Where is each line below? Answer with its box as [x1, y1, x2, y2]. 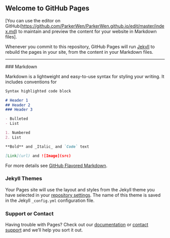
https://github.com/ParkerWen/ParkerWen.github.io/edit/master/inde [21, 23, 164, 29]
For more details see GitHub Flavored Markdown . [5, 162, 108, 168]
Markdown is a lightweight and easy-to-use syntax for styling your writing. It [5, 73, 164, 79]
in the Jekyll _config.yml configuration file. [5, 197, 95, 203]
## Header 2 [5, 103, 30, 108]
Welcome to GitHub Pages [5, 4, 90, 13]
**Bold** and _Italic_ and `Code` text [5, 144, 90, 149]
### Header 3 [5, 107, 33, 112]
